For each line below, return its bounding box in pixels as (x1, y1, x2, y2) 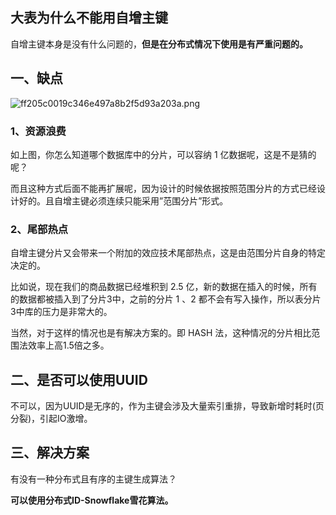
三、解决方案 (10, 444, 90, 462)
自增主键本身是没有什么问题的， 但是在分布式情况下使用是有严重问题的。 (10, 38, 308, 50)
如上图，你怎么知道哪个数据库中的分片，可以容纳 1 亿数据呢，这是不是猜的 (10, 148, 317, 160)
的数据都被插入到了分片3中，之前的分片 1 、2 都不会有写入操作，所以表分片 (10, 293, 322, 305)
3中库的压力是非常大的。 (10, 306, 113, 318)
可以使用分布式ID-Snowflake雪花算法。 (10, 494, 174, 506)
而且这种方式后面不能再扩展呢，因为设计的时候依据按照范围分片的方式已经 (10, 182, 317, 194)
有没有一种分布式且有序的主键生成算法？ (10, 473, 177, 485)
